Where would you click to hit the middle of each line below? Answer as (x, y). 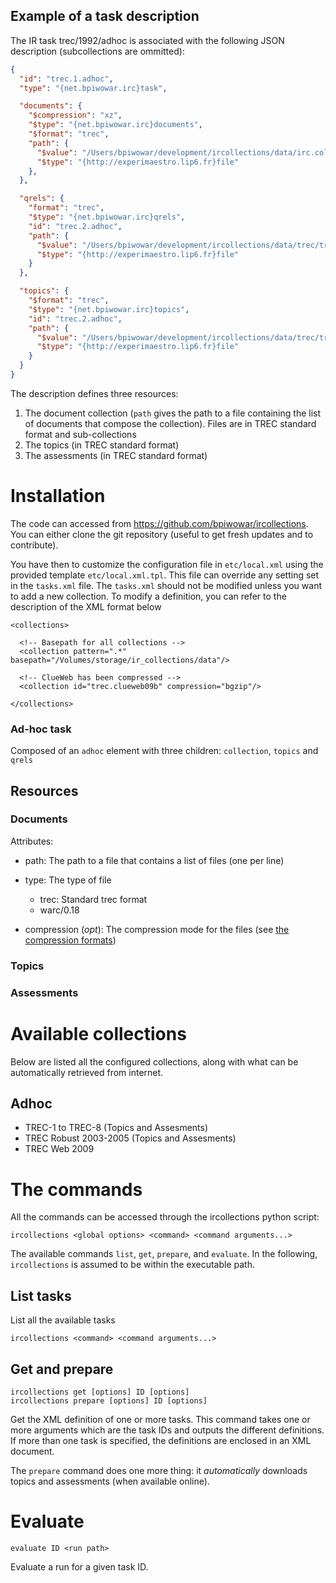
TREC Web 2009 (59, 1149)
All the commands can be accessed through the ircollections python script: (165, 1217)
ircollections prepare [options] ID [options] (109, 1401)
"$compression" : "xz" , (75, 115)
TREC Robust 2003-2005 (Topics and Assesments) (130, 1138)
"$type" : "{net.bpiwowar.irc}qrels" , (107, 217)
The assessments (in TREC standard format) (116, 455)
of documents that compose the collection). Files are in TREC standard (170, 423)
